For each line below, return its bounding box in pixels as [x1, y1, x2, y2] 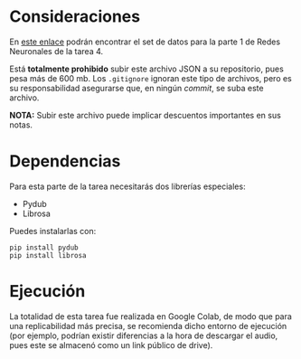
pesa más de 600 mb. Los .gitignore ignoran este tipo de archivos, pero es [9, 72, 292, 83]
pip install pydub [9, 242, 79, 252]
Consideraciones [9, 6, 141, 27]
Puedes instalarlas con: [9, 225, 97, 236]
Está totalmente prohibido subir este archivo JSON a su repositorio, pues [9, 63, 285, 74]
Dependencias [9, 151, 121, 172]
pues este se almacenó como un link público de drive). [9, 339, 213, 350]
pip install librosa [9, 250, 88, 260]
